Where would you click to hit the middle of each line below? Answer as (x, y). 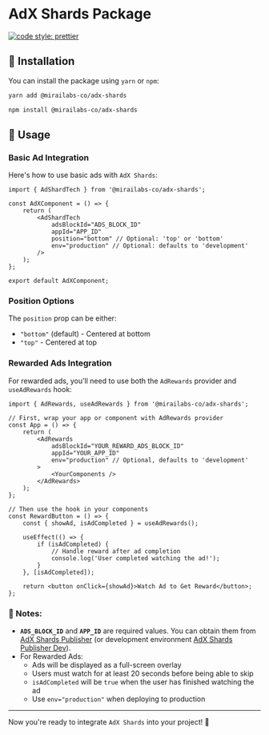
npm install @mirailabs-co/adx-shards (73, 110)
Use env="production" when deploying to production (118, 699)
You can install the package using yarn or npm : (84, 80)
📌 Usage (29, 134)
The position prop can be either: (62, 318)
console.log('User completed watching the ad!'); (135, 558)
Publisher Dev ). (45, 648)
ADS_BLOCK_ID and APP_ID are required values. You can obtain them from (138, 631)
